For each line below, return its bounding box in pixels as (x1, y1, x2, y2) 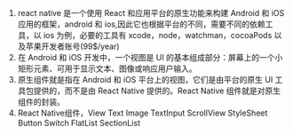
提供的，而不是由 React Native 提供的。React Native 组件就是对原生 (33, 85, 281, 96)
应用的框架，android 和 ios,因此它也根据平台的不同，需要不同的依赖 (17, 19, 265, 29)
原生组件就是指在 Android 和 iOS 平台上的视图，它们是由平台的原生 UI (17, 75, 273, 84)
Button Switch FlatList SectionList (17, 118, 140, 128)
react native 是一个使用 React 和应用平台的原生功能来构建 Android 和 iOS (17, 8, 285, 18)
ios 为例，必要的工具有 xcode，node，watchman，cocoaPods (43, 30, 273, 40)
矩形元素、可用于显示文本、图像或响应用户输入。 (17, 63, 197, 74)
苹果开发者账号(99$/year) (25, 41, 120, 52)
